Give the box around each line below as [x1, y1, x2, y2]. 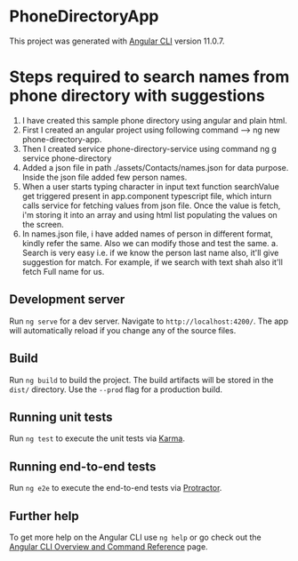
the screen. [21, 219, 64, 229]
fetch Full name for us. [21, 266, 105, 276]
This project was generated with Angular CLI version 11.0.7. [9, 36, 225, 46]
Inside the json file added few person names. [21, 172, 188, 182]
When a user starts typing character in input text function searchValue [21, 180, 280, 192]
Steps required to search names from [9, 67, 290, 87]
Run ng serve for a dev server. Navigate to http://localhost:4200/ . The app [9, 316, 289, 326]
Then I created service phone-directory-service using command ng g [21, 143, 278, 154]
